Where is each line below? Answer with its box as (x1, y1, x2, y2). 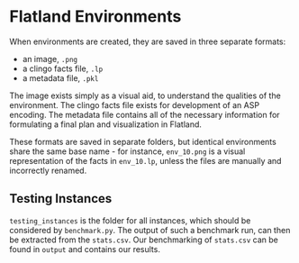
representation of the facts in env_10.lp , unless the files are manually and (9, 155, 282, 166)
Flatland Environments (9, 6, 182, 27)
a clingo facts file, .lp (22, 63, 104, 74)
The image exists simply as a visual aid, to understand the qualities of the (9, 90, 281, 101)
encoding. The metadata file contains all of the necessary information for (9, 109, 281, 120)
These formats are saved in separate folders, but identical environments (9, 136, 276, 147)
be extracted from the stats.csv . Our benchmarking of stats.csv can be (9, 234, 279, 245)
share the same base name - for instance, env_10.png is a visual (9, 146, 246, 157)
